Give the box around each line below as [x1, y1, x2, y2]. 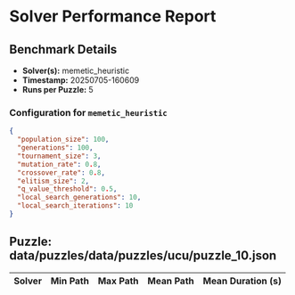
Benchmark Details [9, 42, 118, 57]
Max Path [97, 275, 140, 287]
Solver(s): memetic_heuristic [21, 65, 130, 76]
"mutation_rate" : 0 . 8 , [17, 160, 102, 168]
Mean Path [147, 275, 194, 287]
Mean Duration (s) [202, 275, 283, 287]
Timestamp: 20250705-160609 [21, 75, 140, 86]
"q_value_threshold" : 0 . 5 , [17, 184, 118, 193]
